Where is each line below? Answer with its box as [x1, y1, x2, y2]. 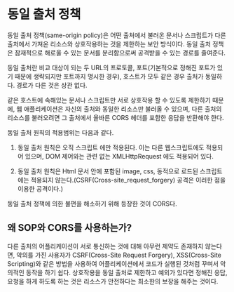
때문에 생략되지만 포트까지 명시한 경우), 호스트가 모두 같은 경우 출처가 [14, 72, 204, 81]
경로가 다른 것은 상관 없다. [16, 81, 88, 89]
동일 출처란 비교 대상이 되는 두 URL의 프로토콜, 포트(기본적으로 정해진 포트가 [7, 63, 216, 72]
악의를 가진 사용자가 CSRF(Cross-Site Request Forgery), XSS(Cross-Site [16, 251, 222, 259]
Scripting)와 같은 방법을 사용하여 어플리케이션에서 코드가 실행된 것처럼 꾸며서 [7, 259, 219, 267]
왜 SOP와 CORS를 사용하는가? [7, 222, 132, 234]
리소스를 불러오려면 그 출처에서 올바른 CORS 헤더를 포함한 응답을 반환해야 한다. [7, 113, 224, 121]
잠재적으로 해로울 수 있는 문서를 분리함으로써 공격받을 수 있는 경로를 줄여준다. [14, 48, 226, 57]
